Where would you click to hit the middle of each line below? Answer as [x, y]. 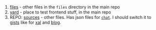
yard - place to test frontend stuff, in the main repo [60, 12]
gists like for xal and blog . [35, 22]
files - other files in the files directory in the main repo [65, 7]
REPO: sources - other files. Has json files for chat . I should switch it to [80, 17]
